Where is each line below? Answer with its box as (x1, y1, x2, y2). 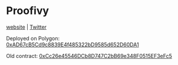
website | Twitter (6, 23, 47, 30)
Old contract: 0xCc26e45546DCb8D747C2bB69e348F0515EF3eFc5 (6, 52, 173, 59)
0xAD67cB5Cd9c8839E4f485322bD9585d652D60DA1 (6, 41, 140, 48)
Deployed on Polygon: (6, 35, 60, 42)
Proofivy (6, 4, 49, 18)
